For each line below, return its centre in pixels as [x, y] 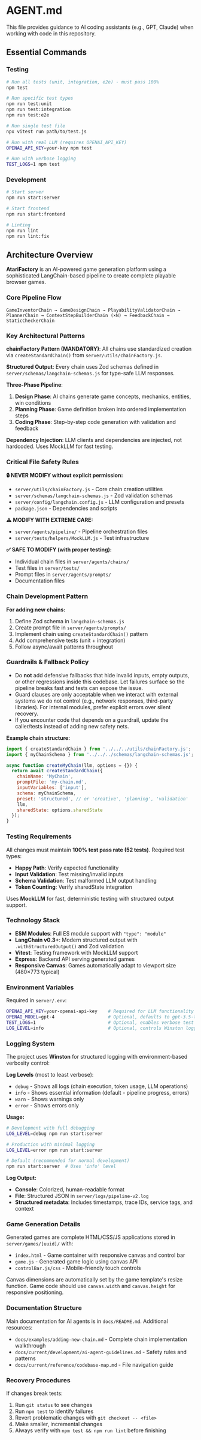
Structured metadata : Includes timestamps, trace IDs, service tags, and [103, 1202]
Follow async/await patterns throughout [64, 647]
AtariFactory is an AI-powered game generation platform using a [86, 269]
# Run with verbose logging [41, 159]
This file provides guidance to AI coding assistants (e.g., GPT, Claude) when [100, 27]
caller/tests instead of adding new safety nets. [72, 726]
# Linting [19, 225]
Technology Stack [33, 921]
